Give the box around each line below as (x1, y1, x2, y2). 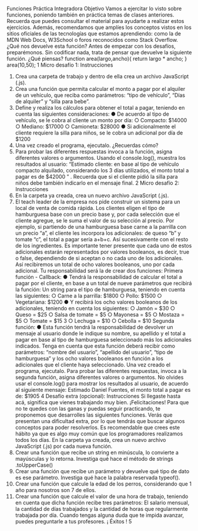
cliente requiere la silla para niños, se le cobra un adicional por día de (15, 129, 183, 136)
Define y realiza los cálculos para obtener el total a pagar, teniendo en (15, 104, 185, 111)
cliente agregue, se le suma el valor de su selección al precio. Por (15, 217, 174, 224)
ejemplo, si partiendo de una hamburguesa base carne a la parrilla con (15, 224, 187, 230)
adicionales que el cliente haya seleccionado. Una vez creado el (15, 361, 171, 368)
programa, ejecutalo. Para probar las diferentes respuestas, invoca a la (15, 368, 187, 374)
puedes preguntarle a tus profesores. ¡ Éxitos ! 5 (15, 518, 132, 525)
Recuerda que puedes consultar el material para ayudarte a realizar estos (6, 18, 184, 24)
